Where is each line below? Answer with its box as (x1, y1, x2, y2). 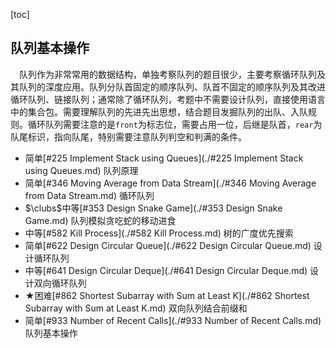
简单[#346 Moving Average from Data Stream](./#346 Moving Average (24, 177, 317, 189)
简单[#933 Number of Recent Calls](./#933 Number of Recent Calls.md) (24, 314, 322, 326)
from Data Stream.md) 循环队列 (24, 189, 155, 201)
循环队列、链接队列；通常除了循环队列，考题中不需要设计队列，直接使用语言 (10, 93, 326, 105)
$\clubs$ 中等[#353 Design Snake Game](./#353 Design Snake (24, 202, 283, 214)
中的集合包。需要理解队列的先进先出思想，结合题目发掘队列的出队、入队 (10, 105, 308, 118)
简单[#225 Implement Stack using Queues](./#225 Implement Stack (24, 152, 304, 164)
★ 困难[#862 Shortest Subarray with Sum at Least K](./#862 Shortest (24, 289, 310, 301)
